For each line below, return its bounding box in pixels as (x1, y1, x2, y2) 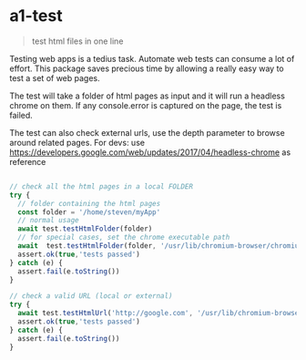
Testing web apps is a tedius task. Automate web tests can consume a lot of (9, 53, 295, 64)
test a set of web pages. (9, 72, 100, 83)
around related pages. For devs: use (9, 137, 146, 148)
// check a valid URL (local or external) (9, 292, 173, 301)
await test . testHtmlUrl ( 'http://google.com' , (17, 309, 194, 318)
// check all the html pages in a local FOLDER (9, 181, 194, 191)
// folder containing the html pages (17, 199, 161, 208)
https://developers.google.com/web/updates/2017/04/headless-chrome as (9, 147, 291, 158)
